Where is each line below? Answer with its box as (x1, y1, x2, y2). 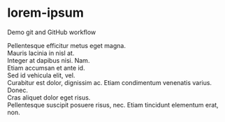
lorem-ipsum (7, 5, 84, 21)
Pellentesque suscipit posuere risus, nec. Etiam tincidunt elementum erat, (7, 100, 219, 109)
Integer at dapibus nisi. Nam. (7, 56, 90, 64)
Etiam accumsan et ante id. (7, 63, 85, 72)
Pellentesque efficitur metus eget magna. (7, 41, 126, 49)
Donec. (7, 86, 28, 94)
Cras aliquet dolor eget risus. (7, 93, 91, 102)
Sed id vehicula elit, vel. (7, 71, 75, 79)
